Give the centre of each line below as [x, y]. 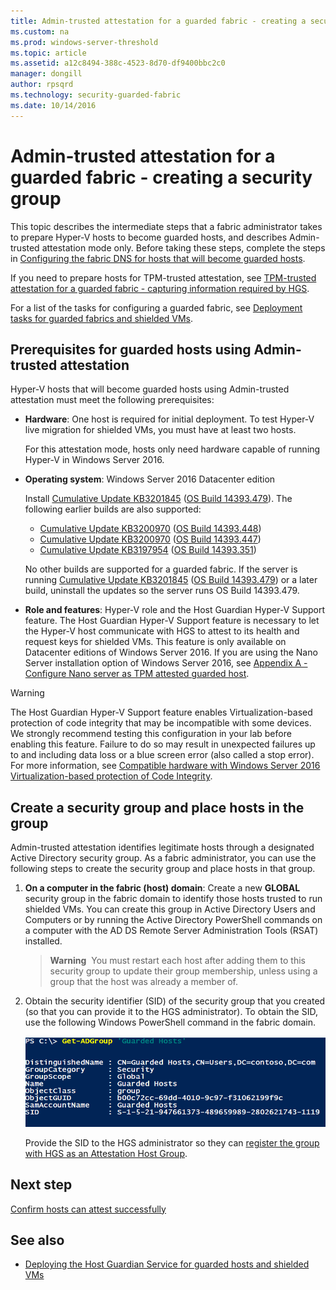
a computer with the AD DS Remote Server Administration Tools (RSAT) [171, 931]
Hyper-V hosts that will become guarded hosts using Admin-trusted [150, 389]
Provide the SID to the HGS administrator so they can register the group [172, 1142]
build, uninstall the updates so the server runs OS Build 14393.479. [162, 591]
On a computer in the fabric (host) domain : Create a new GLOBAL [162, 888]
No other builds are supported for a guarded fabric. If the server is [161, 569]
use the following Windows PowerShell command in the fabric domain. [170, 1022]
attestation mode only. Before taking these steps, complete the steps [183, 247]
